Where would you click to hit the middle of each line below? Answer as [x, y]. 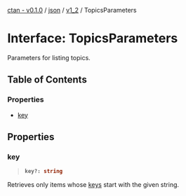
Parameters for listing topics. [49, 57]
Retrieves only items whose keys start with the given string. [93, 185]
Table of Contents [47, 80]
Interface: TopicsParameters [93, 38]
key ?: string [44, 171]
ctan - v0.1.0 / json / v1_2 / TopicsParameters [72, 10]
